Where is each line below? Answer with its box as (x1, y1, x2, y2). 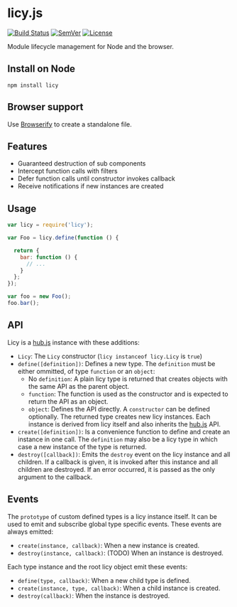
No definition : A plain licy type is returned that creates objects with (28, 375, 228, 383)
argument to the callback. (17, 473, 93, 481)
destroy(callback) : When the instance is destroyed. (17, 591, 170, 600)
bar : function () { (20, 254, 78, 261)
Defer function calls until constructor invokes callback (17, 174, 176, 183)
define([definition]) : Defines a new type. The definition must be (17, 359, 216, 367)
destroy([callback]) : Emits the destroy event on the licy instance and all (17, 450, 231, 458)
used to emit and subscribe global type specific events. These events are (7, 520, 222, 528)
